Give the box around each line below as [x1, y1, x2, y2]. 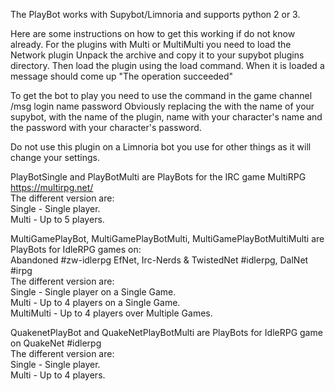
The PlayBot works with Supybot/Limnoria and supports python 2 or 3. [10, 9, 301, 20]
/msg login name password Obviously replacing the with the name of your [10, 100, 315, 112]
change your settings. [10, 152, 100, 163]
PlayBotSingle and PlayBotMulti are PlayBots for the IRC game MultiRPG [10, 171, 307, 183]
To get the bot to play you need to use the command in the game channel [10, 90, 313, 101]
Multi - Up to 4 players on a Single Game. [10, 297, 181, 308]
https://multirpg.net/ [10, 182, 94, 193]
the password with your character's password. [10, 122, 202, 133]
